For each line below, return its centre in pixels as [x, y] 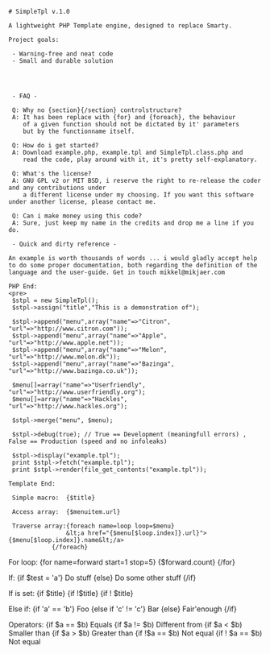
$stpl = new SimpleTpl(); [55, 300]
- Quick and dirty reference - [64, 244]
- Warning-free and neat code [62, 54]
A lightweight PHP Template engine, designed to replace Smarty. [120, 26]
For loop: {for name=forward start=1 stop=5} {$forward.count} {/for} [122, 562]
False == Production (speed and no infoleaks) [88, 441]
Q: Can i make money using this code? [77, 216]
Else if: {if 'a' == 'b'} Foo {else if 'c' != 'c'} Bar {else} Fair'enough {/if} [123, 609]
